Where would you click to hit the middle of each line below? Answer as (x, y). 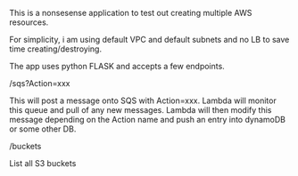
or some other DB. (43, 129)
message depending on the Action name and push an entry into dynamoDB (148, 120)
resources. (29, 22)
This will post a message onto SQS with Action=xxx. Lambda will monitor (143, 100)
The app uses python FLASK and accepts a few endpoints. (117, 66)
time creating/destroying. (56, 49)
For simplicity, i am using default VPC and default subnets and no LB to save (149, 40)
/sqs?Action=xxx (40, 83)
